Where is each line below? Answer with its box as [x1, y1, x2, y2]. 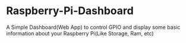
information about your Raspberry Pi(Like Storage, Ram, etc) [6, 29, 154, 37]
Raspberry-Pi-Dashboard [6, 4, 134, 18]
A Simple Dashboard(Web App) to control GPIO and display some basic [6, 24, 181, 31]
